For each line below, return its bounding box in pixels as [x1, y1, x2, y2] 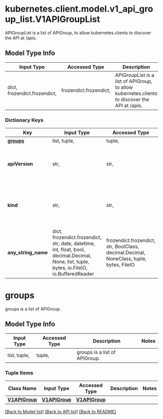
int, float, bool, [52, 246, 85, 253]
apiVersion [7, 160, 33, 167]
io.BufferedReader [52, 271, 94, 278]
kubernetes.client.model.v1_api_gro [5, 3, 153, 15]
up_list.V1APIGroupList [5, 14, 100, 25]
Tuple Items [5, 369, 33, 376]
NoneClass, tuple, [106, 255, 147, 262]
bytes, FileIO [106, 262, 135, 268]
